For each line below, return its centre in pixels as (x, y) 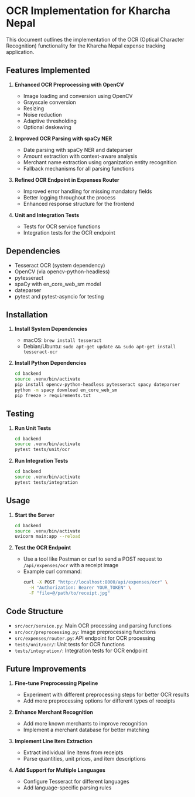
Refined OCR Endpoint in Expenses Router (67, 179)
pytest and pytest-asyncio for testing (59, 296)
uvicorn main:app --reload (47, 537)
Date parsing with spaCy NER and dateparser (78, 150)
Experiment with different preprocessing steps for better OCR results (106, 694)
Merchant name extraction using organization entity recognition (100, 162)
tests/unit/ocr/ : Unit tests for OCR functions (69, 644)
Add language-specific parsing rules (67, 788)
